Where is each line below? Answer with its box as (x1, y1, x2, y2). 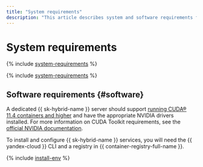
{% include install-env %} (6, 154, 71, 162)
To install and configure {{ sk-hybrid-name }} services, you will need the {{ (6, 136, 192, 143)
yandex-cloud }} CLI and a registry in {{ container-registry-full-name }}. (6, 143, 184, 150)
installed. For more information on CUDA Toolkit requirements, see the (6, 118, 181, 125)
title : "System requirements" (6, 8, 83, 15)
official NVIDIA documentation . (6, 125, 83, 132)
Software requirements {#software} (6, 89, 144, 99)
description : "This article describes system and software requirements (6, 14, 193, 20)
